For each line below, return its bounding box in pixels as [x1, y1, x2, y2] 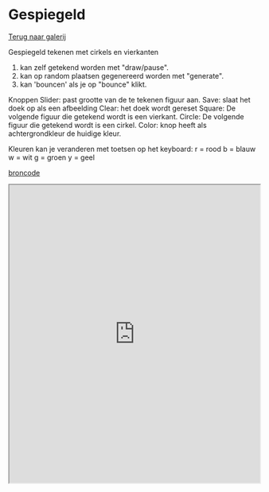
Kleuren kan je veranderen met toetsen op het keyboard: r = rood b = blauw [8, 144, 256, 153]
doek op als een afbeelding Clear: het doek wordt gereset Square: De [8, 103, 236, 113]
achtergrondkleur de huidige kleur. [8, 129, 122, 138]
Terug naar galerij [8, 32, 66, 41]
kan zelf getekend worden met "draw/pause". [19, 62, 170, 72]
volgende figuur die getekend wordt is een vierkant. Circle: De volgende [8, 111, 244, 121]
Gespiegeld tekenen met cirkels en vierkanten [8, 47, 159, 56]
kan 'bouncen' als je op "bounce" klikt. [19, 79, 147, 89]
